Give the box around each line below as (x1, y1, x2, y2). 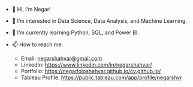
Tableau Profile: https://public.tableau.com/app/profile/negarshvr (20, 74, 182, 81)
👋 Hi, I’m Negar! (11, 6, 51, 13)
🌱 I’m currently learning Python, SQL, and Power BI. (11, 29, 140, 36)
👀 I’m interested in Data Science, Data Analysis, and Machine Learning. (11, 17, 188, 24)
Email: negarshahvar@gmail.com (20, 55, 102, 62)
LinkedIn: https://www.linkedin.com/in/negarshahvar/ (20, 61, 152, 68)
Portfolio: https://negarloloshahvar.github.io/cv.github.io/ (20, 68, 161, 74)
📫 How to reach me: (11, 41, 64, 48)
